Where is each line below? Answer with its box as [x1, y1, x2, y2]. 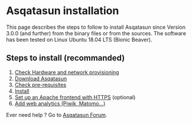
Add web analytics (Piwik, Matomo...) [14, 100, 106, 107]
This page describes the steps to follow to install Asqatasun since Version [6, 24, 186, 31]
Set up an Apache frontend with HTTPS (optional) [14, 93, 136, 100]
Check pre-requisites [14, 81, 67, 88]
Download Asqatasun [14, 75, 67, 82]
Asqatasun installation [6, 4, 119, 18]
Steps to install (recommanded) [6, 53, 125, 63]
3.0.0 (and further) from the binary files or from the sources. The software [6, 29, 186, 36]
